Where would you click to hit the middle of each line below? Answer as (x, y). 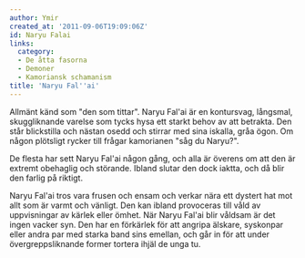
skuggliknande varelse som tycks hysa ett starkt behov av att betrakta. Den (151, 121)
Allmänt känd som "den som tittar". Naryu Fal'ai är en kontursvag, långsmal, (151, 111)
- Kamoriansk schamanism (65, 77)
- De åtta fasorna (53, 60)
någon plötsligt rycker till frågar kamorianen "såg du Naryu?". (124, 140)
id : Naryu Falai (40, 35)
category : (36, 52)
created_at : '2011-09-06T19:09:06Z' (79, 26)
